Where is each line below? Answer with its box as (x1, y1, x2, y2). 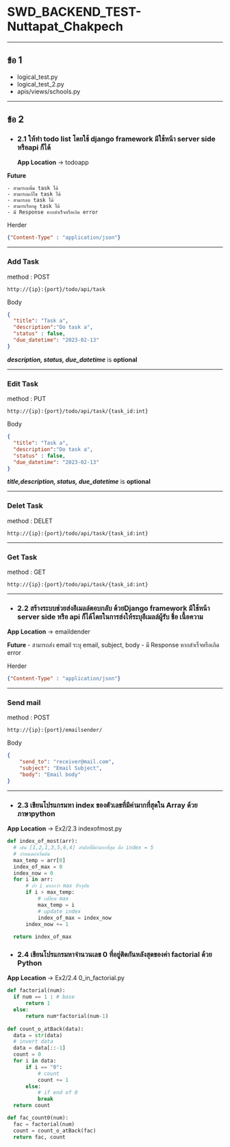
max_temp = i (37, 901, 75, 908)
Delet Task (7, 501, 43, 511)
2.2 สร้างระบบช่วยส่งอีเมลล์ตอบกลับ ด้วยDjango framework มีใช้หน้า (16, 603, 210, 613)
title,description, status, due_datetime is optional (7, 478, 151, 486)
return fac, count (13, 1133, 66, 1140)
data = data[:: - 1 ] (13, 1045, 66, 1052)
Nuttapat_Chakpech (7, 19, 123, 34)
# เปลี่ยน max (37, 895, 69, 903)
